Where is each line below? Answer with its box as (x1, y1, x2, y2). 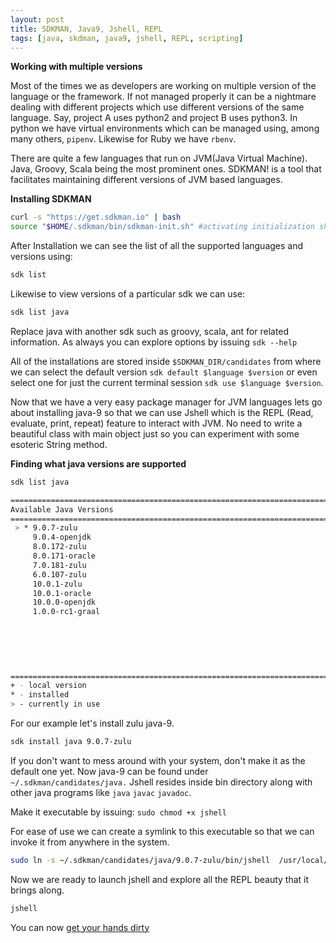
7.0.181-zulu (32, 560, 87, 570)
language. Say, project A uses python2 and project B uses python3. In (10, 112, 298, 124)
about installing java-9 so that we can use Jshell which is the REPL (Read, (10, 406, 314, 418)
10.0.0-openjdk (32, 597, 97, 608)
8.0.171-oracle (32, 551, 97, 561)
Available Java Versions (10, 504, 114, 515)
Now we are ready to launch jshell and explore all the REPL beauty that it (10, 873, 310, 885)
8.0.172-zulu (32, 542, 87, 552)
